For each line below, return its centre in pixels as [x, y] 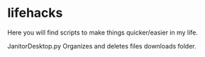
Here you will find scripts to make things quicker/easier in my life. [103, 32]
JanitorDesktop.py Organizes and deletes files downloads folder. [102, 46]
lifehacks [35, 13]
